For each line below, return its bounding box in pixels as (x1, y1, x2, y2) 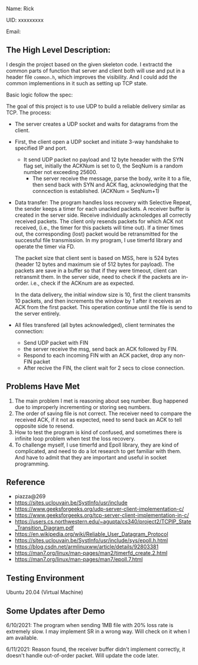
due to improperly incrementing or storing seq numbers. (14, 403, 152, 410)
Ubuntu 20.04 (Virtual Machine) (6, 589, 84, 596)
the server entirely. (14, 310, 61, 317)
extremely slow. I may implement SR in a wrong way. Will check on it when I (6, 628, 190, 635)
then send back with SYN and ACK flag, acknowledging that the (32, 181, 188, 188)
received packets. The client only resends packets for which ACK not (14, 217, 183, 224)
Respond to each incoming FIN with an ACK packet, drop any (23, 352, 173, 359)
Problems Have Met (6, 381, 80, 391)
